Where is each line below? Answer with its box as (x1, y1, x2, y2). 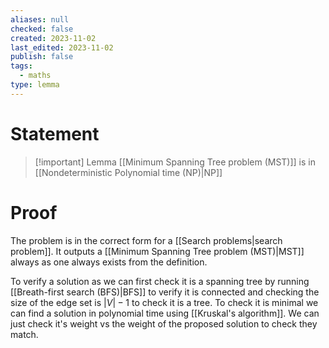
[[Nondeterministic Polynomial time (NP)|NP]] (34, 166, 223, 178)
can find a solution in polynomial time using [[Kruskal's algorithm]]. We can (10, 307, 320, 319)
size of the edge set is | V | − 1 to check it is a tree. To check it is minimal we (10, 296, 319, 308)
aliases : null (10, 14, 70, 25)
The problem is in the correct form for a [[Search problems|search (10, 234, 283, 246)
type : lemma (10, 80, 60, 90)
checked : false (10, 24, 74, 34)
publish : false (10, 52, 74, 62)
